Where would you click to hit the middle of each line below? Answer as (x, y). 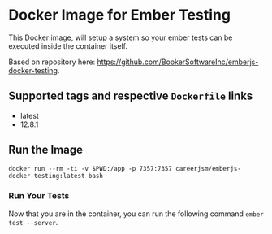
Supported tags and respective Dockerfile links (131, 96)
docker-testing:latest (47, 175)
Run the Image (46, 150)
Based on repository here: (52, 62)
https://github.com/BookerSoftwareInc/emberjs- (178, 62)
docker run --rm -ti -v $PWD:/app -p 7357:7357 (91, 168)
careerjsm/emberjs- (209, 168)
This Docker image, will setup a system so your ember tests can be (121, 37)
